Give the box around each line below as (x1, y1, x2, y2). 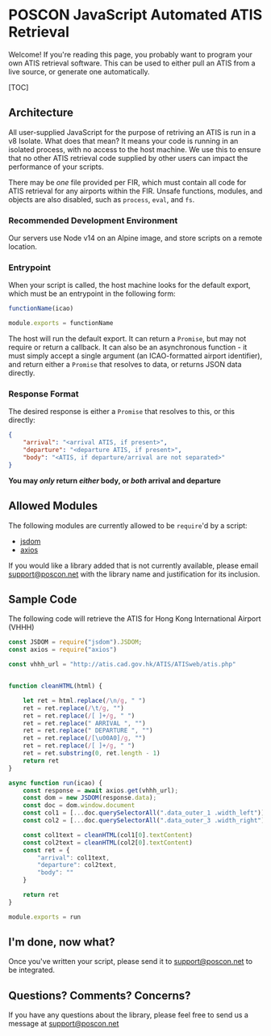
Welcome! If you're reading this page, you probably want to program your (8, 49, 252, 59)
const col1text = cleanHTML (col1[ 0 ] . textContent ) (23, 831, 194, 839)
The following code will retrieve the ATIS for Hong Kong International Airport (8, 614, 261, 624)
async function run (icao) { (8, 779, 103, 787)
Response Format (8, 388, 79, 400)
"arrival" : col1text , (37, 853, 110, 862)
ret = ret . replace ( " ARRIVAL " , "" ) (23, 719, 147, 727)
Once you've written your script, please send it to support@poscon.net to (8, 957, 252, 966)
